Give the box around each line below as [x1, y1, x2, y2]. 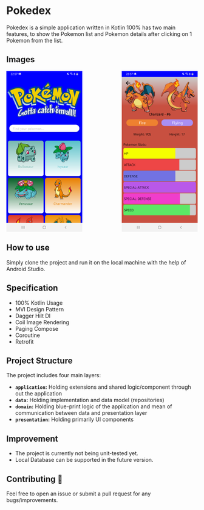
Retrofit [15, 338, 34, 345]
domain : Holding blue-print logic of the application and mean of [15, 403, 172, 410]
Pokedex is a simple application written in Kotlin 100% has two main [6, 24, 176, 31]
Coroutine [15, 331, 41, 339]
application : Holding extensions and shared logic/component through [15, 383, 191, 391]
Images [6, 54, 35, 65]
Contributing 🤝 [6, 473, 63, 484]
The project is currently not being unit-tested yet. [15, 450, 138, 457]
